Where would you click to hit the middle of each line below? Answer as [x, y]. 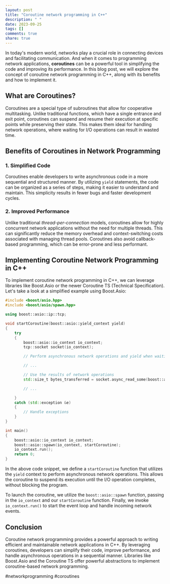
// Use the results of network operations [69, 375]
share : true [18, 39]
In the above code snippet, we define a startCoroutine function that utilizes [84, 469]
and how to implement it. [31, 80]
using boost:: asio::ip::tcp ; [36, 314]
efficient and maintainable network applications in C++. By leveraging [78, 544]
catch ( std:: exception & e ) [43, 402]
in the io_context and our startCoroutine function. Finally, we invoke [77, 500]
